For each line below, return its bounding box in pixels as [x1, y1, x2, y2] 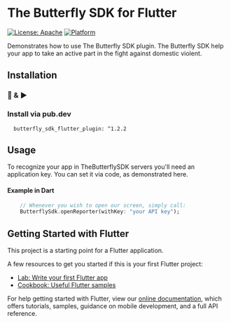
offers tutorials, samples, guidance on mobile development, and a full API [7, 302, 218, 310]
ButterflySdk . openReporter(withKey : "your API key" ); [20, 208, 180, 215]
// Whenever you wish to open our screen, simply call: [20, 202, 187, 209]
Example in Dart [7, 186, 55, 194]
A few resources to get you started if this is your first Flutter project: [7, 260, 203, 268]
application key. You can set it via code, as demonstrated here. [7, 170, 188, 179]
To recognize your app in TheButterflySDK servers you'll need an [7, 163, 195, 171]
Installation [7, 69, 57, 81]
